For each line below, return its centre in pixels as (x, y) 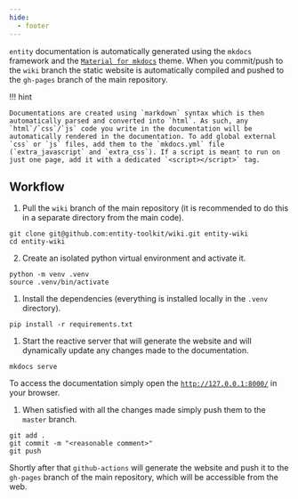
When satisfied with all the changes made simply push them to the (144, 410)
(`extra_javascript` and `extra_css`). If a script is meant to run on (145, 152)
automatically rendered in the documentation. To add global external (143, 136)
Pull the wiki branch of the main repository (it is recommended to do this (155, 208)
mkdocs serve (33, 367)
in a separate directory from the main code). (103, 218)
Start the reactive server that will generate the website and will (137, 341)
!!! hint (21, 97)
